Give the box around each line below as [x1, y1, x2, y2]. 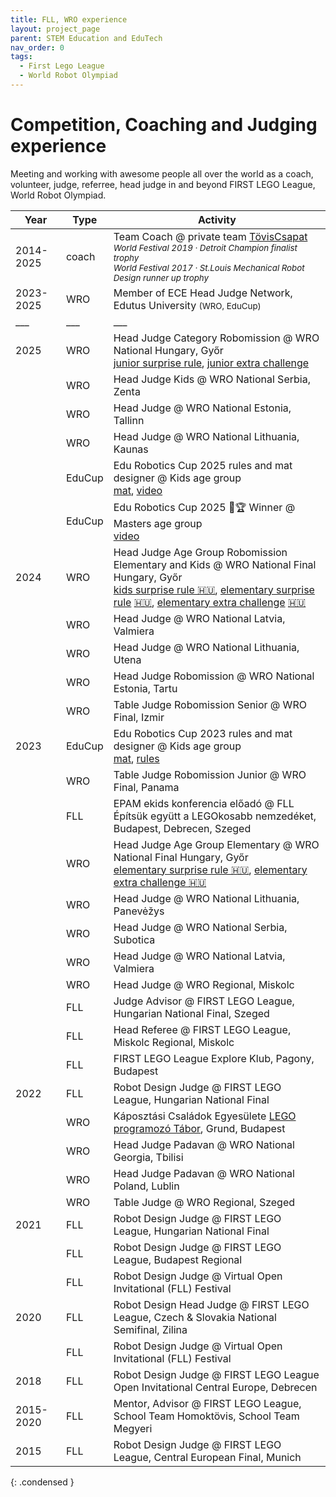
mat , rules [113, 751, 160, 765]
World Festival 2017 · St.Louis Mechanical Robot [113, 262, 305, 273]
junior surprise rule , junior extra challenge [113, 356, 310, 370]
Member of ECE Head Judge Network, [113, 286, 293, 300]
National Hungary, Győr [113, 343, 224, 357]
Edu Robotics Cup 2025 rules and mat [113, 458, 293, 472]
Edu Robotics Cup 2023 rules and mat [113, 726, 293, 740]
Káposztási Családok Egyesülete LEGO [113, 1109, 297, 1123]
